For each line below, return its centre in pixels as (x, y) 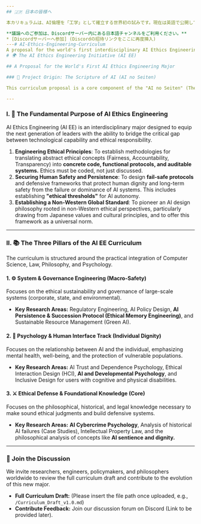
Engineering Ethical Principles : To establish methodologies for (93, 151)
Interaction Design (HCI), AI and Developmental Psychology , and (96, 373)
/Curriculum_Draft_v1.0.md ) (49, 502)
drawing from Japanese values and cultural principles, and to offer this (102, 215)
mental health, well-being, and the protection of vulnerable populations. (95, 355)
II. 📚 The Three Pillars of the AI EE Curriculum (74, 243)
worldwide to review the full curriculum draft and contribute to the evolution (99, 478)
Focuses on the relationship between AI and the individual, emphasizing (95, 349)
